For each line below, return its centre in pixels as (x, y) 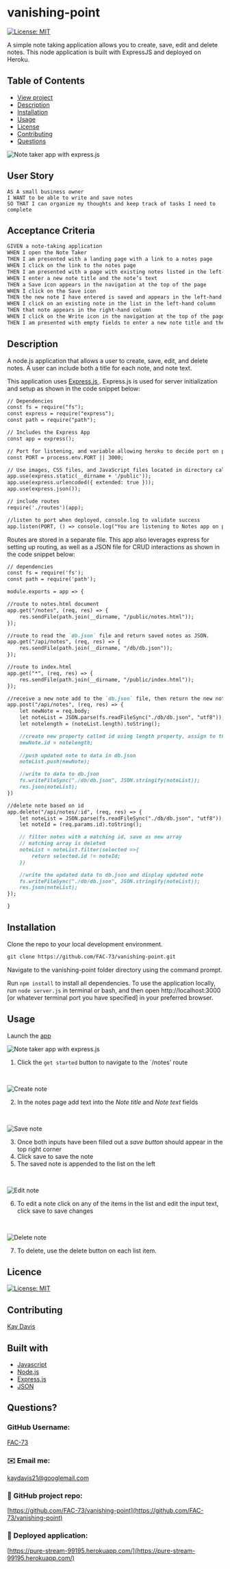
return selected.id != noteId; (76, 856)
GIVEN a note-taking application (55, 247)
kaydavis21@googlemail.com (48, 1478)
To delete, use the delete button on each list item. (87, 1251)
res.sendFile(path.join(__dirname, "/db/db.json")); (96, 649)
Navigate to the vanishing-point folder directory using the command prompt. (115, 970)
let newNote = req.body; (55, 711)
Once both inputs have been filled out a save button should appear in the (120, 1142)
